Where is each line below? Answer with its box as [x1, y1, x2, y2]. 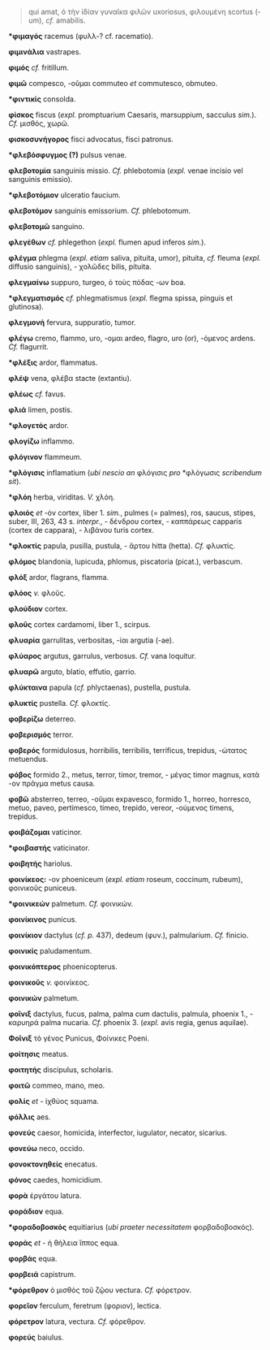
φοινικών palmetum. [8, 993, 79, 1002]
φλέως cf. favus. [8, 389, 66, 399]
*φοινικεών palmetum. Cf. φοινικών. [8, 899, 134, 908]
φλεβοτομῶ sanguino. [8, 222, 85, 231]
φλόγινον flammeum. [8, 452, 83, 461]
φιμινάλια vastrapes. [8, 47, 82, 56]
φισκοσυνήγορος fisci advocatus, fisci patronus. [8, 134, 174, 144]
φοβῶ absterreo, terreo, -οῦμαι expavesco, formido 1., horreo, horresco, [8, 794, 251, 803]
